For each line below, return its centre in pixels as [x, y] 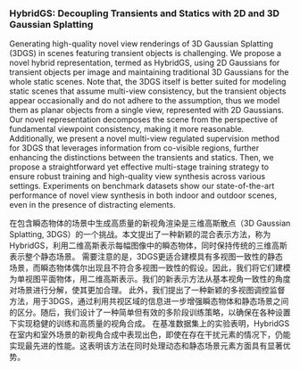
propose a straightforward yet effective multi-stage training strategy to [139, 167]
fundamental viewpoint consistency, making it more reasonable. [127, 129]
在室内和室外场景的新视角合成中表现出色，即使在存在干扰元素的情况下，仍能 [150, 335]
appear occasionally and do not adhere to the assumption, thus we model [145, 101]
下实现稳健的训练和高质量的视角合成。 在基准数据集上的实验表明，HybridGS [150, 324]
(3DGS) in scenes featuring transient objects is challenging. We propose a [146, 53]
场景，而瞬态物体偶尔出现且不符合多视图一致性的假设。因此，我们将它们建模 [150, 268]
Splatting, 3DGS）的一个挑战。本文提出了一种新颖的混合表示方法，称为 [140, 234]
